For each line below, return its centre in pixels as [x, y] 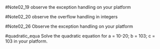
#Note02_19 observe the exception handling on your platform [68, 7]
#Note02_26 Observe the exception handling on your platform [69, 26]
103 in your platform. [26, 41]
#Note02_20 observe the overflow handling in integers [61, 17]
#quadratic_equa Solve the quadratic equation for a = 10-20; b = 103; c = [80, 36]
